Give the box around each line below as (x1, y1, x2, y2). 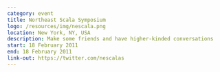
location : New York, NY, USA (7, 29, 91, 36)
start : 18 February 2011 (7, 42, 78, 49)
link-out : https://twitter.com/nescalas (7, 55, 125, 62)
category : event (7, 10, 54, 17)
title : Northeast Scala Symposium (7, 16, 107, 23)
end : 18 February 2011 (7, 49, 72, 56)
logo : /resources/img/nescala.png (7, 23, 107, 29)
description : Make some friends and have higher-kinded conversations (7, 36, 214, 43)
